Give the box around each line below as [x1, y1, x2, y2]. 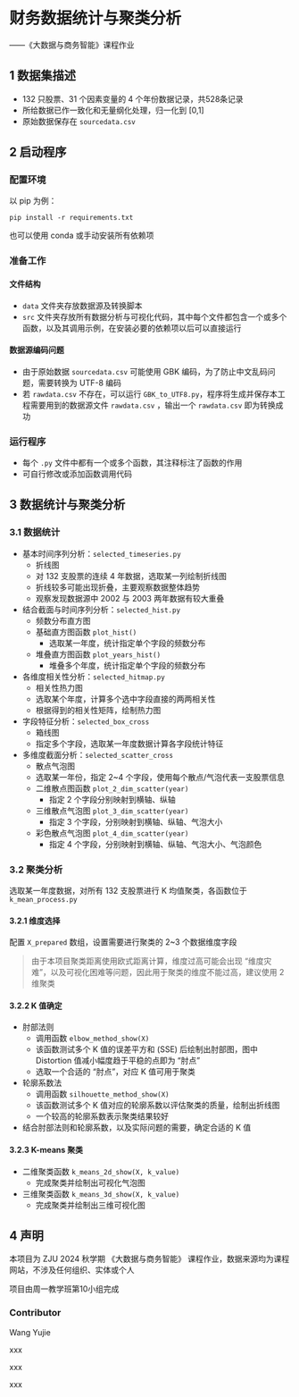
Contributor [9, 1307, 62, 1319]
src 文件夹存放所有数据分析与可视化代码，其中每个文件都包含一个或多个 [21, 311, 287, 322]
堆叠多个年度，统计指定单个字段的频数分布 [48, 660, 206, 670]
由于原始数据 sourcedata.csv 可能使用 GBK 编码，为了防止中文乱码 [21, 366, 268, 376]
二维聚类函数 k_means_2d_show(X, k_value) [21, 1166, 180, 1176]
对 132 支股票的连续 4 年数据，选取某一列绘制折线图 [35, 570, 228, 581]
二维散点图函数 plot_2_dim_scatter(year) [35, 783, 189, 794]
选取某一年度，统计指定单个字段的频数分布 [48, 637, 206, 648]
